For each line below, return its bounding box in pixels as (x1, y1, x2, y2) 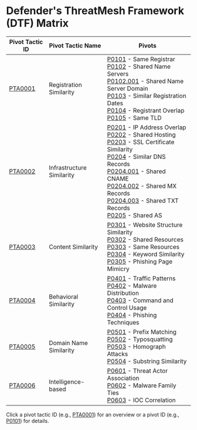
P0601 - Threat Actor (107, 367, 168, 375)
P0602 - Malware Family (107, 381, 176, 390)
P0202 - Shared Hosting (107, 130, 176, 138)
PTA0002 (9, 167, 36, 175)
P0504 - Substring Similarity (107, 357, 187, 365)
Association (107, 374, 140, 382)
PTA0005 (9, 342, 36, 350)
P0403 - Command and (107, 296, 174, 304)
